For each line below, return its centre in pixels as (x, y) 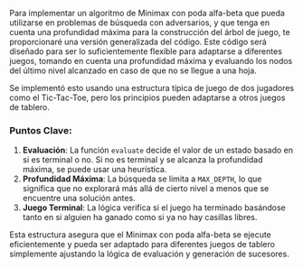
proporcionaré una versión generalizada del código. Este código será (138, 42)
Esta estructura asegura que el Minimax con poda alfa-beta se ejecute (140, 235)
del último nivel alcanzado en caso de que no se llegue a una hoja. (133, 70)
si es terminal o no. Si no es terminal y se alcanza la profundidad (143, 160)
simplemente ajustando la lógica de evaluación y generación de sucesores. (149, 254)
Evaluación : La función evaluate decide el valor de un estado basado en (158, 150)
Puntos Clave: (41, 130)
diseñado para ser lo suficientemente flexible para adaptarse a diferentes (146, 51)
